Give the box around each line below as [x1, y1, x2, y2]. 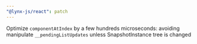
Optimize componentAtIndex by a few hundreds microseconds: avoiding [6, 25, 180, 32]
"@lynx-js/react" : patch [6, 8, 68, 15]
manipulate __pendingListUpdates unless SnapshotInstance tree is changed [6, 31, 192, 38]
